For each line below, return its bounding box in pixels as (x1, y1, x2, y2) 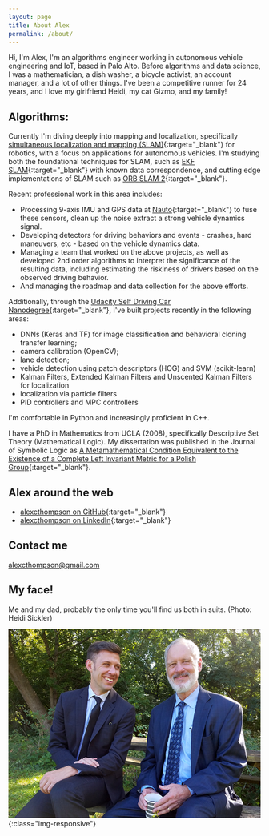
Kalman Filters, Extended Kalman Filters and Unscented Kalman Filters (19, 372, 252, 382)
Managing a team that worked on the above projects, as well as (19, 247, 229, 257)
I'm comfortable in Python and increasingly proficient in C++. (8, 413, 210, 423)
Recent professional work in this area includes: (8, 189, 163, 199)
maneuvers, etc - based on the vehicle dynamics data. (19, 239, 200, 248)
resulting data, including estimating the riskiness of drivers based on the (19, 264, 259, 274)
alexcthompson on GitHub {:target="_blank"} (19, 507, 167, 516)
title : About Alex (8, 21, 70, 30)
